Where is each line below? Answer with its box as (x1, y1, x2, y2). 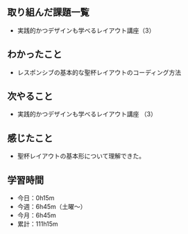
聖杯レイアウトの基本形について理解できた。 (17, 152, 146, 161)
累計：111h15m (17, 220, 58, 228)
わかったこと (7, 48, 62, 60)
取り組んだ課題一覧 (7, 6, 89, 19)
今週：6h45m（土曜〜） (17, 203, 87, 211)
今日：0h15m (17, 194, 55, 202)
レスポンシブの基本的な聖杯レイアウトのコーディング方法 (17, 68, 182, 76)
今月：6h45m (17, 211, 57, 219)
